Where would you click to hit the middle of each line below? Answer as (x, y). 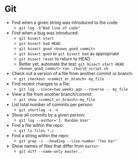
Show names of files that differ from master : (55, 146)
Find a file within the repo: (38, 125)
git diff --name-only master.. (51, 151)
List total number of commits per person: (52, 104)
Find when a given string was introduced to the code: (65, 22)
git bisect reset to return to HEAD (54, 59)
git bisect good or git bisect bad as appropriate (69, 53)
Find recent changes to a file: (41, 83)
